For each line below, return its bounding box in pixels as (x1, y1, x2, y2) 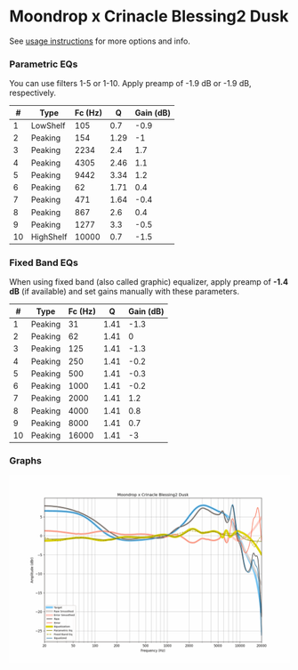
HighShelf (30, 231, 68, 242)
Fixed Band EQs (9, 256, 78, 269)
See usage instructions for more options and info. (9, 36, 191, 46)
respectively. (9, 87, 56, 99)
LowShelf (30, 120, 66, 131)
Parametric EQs (9, 58, 78, 70)
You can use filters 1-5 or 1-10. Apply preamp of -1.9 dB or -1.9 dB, (9, 78, 252, 89)
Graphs (9, 455, 42, 467)
